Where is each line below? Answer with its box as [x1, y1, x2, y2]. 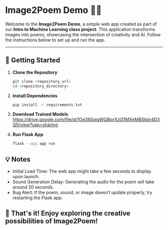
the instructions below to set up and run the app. [5, 37, 105, 43]
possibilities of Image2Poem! [5, 217, 98, 226]
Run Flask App [12, 132, 43, 138]
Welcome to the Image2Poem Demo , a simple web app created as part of [5, 21, 157, 27]
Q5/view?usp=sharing [12, 122, 58, 128]
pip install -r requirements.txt [12, 102, 82, 107]
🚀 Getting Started [5, 56, 60, 64]
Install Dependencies [12, 92, 57, 99]
